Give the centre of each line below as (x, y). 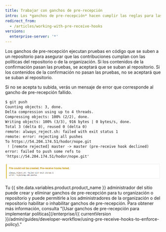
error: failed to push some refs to (43, 151)
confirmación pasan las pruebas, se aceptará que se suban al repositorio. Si (83, 67)
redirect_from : (21, 21)
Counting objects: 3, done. (34, 107)
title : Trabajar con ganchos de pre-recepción (54, 10)
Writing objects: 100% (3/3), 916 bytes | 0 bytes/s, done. (68, 122)
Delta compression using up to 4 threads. (49, 112)
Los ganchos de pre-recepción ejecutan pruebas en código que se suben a (82, 51)
